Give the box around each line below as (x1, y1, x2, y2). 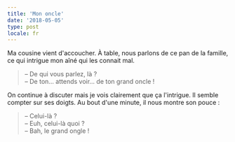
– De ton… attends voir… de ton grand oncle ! (24, 78, 155, 86)
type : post (7, 23, 39, 30)
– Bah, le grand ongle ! (24, 127, 90, 135)
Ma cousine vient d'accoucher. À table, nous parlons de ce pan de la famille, (7, 49, 229, 57)
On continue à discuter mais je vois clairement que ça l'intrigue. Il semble (7, 91, 219, 99)
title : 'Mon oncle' (7, 10, 65, 17)
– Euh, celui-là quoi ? (24, 120, 86, 128)
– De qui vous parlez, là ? (24, 70, 98, 78)
